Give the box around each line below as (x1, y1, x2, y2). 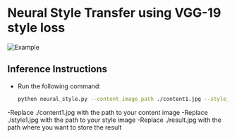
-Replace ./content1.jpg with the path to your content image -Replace (7, 108, 208, 116)
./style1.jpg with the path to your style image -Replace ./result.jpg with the (7, 116, 222, 124)
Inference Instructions (7, 63, 108, 75)
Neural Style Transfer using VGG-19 (7, 5, 221, 21)
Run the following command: (17, 82, 101, 90)
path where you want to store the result (7, 123, 122, 131)
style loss (7, 20, 66, 36)
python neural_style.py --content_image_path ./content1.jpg (17, 95, 202, 102)
